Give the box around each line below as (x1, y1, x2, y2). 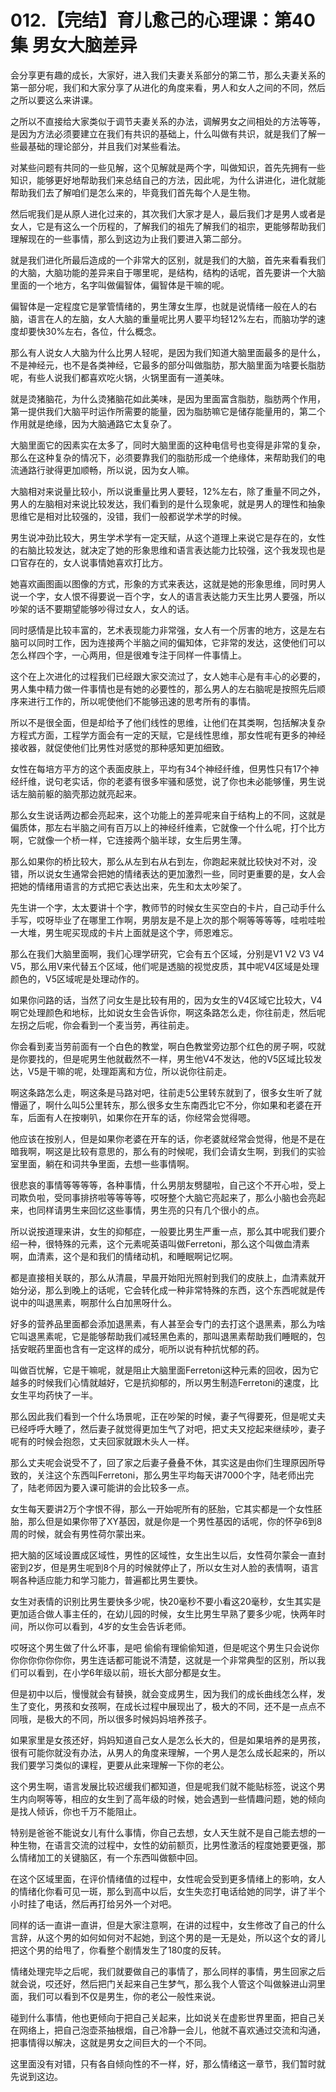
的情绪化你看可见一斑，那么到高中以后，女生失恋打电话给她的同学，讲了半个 (10, 1885, 326, 1897)
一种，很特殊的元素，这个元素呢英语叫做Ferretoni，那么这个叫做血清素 (18, 1237, 311, 1250)
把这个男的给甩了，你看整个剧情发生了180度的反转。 (10, 1944, 227, 1956)
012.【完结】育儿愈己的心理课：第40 (10, 9, 316, 32)
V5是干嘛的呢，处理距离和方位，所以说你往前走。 (27, 1065, 232, 1077)
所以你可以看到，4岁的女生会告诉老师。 (27, 1620, 192, 1632)
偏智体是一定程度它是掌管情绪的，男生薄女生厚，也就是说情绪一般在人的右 (10, 300, 317, 312)
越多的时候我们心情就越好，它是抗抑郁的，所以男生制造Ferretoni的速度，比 (10, 1376, 320, 1388)
